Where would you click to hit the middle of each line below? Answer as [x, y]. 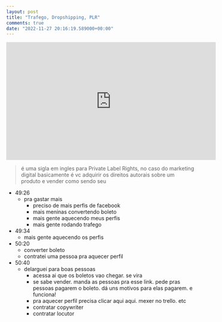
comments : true [25, 23]
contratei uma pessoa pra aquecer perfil [74, 256]
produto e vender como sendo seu [63, 181]
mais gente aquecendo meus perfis [77, 218]
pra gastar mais [43, 199]
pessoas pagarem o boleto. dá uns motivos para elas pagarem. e [112, 288]
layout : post [22, 12]
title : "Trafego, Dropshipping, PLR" [53, 17]
